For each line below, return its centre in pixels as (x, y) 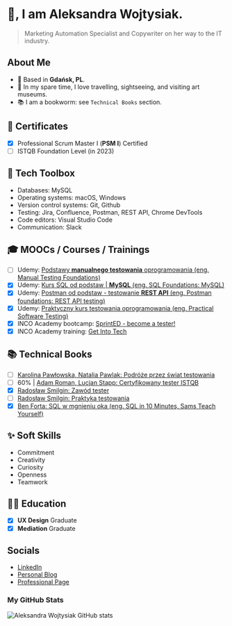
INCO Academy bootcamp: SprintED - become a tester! (96, 323)
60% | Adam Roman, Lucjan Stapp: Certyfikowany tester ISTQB (108, 382)
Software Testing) (43, 316)
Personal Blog (37, 575)
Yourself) (30, 413)
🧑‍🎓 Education (37, 504)
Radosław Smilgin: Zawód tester (63, 390)
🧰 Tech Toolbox (41, 173)
